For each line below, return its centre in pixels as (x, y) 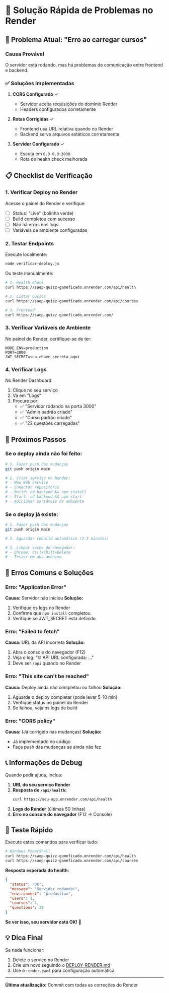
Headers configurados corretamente (58, 109)
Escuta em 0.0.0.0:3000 (45, 154)
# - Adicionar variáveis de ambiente (45, 501)
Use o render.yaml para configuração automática (63, 970)
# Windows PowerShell (28, 851)
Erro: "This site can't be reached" (47, 676)
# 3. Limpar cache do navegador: (40, 548)
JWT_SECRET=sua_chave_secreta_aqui (43, 357)
